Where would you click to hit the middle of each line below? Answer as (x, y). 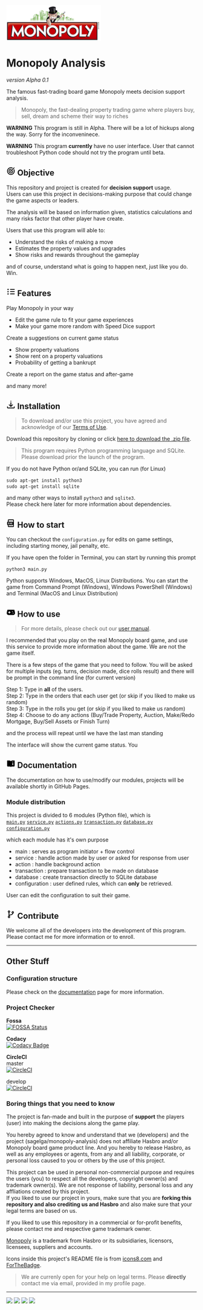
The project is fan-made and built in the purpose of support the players (95, 1117)
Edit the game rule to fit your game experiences (74, 320)
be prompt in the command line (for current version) (71, 678)
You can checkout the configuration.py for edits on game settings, (90, 539)
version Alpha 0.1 (27, 80)
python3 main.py (27, 569)
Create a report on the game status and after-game (70, 374)
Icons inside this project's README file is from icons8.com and (85, 1259)
